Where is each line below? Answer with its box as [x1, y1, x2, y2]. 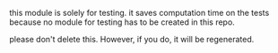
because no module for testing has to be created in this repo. [9, 17, 235, 27]
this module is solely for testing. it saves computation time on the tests [9, 8, 270, 18]
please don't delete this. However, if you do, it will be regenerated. [9, 34, 255, 44]
